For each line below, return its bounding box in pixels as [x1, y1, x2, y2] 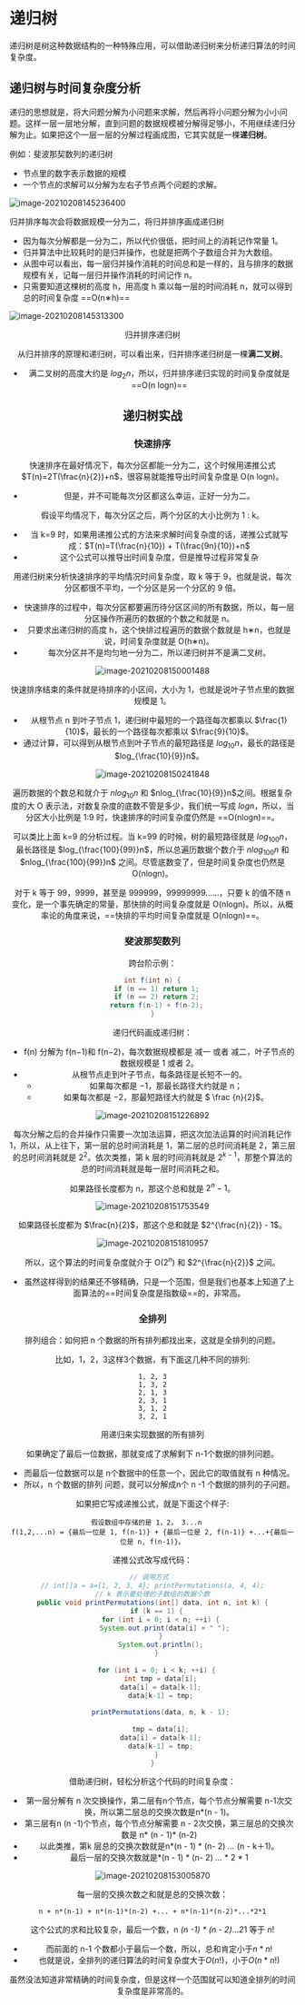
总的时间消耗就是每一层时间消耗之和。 [81, 1163, 224, 1174]
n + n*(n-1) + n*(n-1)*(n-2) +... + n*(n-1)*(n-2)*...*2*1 [38, 1907, 267, 1917]
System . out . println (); [117, 1641, 204, 1650]
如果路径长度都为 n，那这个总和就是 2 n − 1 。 [69, 1181, 236, 1194]
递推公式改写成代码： [113, 1554, 192, 1565]
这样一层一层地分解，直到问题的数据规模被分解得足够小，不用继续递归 [25, 117, 288, 128]
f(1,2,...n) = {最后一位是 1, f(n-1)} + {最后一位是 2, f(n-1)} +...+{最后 [10, 1528, 288, 1537]
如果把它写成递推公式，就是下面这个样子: [75, 1498, 230, 1509]
